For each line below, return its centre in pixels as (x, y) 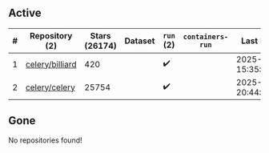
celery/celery (50, 87)
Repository (51, 35)
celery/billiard (51, 64)
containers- (206, 36)
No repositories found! (45, 140)
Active (25, 13)
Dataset (140, 41)
